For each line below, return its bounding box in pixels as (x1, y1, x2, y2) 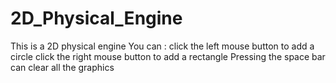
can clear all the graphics (10, 61, 115, 73)
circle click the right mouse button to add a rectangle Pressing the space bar (10, 50, 326, 62)
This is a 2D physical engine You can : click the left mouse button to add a (10, 40, 315, 52)
